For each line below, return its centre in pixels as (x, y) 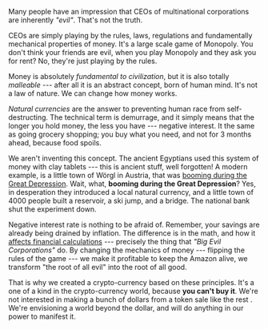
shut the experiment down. (53, 209)
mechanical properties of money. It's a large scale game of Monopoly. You (131, 44)
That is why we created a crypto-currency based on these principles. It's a (131, 282)
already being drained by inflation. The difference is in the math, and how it (132, 233)
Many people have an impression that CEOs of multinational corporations (129, 12)
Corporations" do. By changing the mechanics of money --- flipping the (127, 250)
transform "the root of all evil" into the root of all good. (98, 267)
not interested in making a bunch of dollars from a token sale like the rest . (130, 299)
